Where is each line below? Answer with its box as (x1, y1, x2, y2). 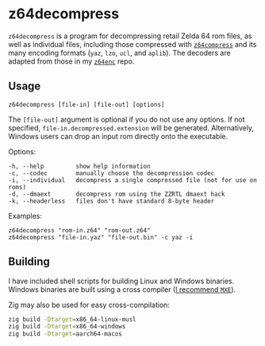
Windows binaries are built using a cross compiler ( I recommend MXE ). (8, 284, 236, 294)
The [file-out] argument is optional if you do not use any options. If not (8, 115, 245, 124)
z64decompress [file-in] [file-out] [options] (8, 100, 165, 108)
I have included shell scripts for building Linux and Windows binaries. (8, 276, 235, 286)
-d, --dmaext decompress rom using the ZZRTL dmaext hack (8, 190, 225, 198)
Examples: (8, 211, 42, 220)
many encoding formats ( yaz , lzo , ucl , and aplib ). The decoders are (8, 48, 232, 57)
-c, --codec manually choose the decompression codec (8, 169, 215, 177)
